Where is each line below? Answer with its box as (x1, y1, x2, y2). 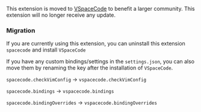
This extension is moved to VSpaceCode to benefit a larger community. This (6, 5, 195, 12)
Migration (6, 26, 36, 35)
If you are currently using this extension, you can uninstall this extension (6, 40, 185, 47)
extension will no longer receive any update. (6, 11, 116, 19)
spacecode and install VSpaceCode (6, 46, 86, 53)
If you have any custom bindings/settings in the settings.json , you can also (6, 58, 194, 65)
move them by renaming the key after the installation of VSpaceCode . (6, 64, 173, 71)
